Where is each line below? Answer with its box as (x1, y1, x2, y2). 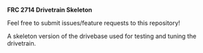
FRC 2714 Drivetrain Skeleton (7, 6, 93, 14)
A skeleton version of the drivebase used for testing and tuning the (7, 32, 197, 40)
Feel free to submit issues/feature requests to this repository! (7, 19, 180, 26)
